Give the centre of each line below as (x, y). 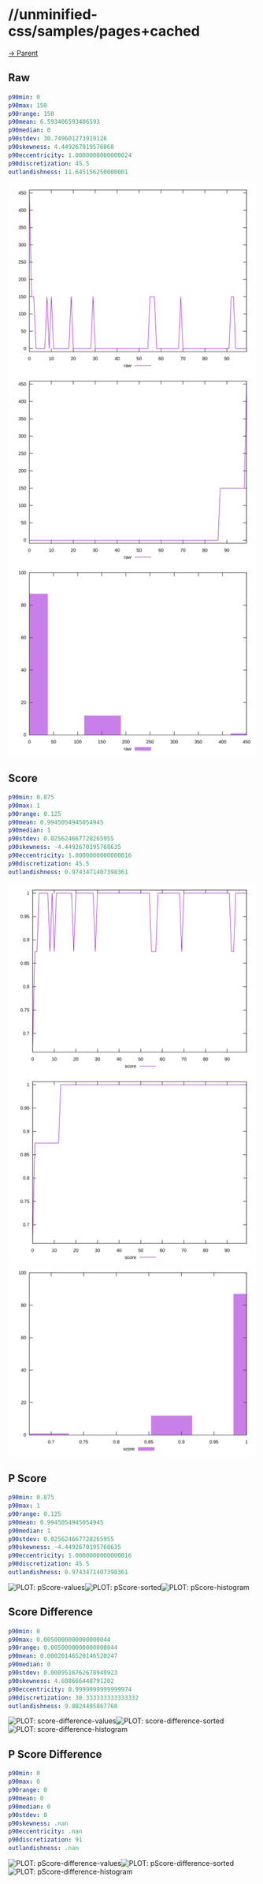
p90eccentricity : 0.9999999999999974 (70, 1689)
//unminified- (53, 15)
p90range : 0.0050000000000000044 (63, 1648)
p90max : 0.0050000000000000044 (59, 1640)
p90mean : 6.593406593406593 (54, 122)
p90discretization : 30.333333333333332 (74, 1698)
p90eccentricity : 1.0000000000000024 (70, 155)
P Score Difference (55, 1754)
